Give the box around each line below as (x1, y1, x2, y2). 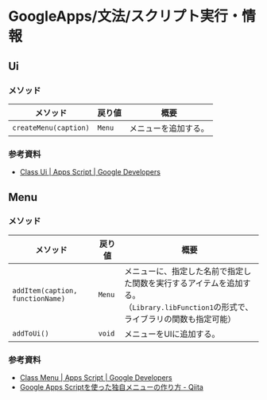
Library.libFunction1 (132, 303, 215, 312)
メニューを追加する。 (129, 123, 209, 134)
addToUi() (12, 328, 49, 338)
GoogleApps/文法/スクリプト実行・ (8, 7, 242, 25)
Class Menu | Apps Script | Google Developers (19, 373, 172, 382)
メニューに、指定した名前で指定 (124, 265, 244, 276)
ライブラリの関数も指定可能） (124, 313, 236, 324)
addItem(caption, (12, 286, 78, 295)
